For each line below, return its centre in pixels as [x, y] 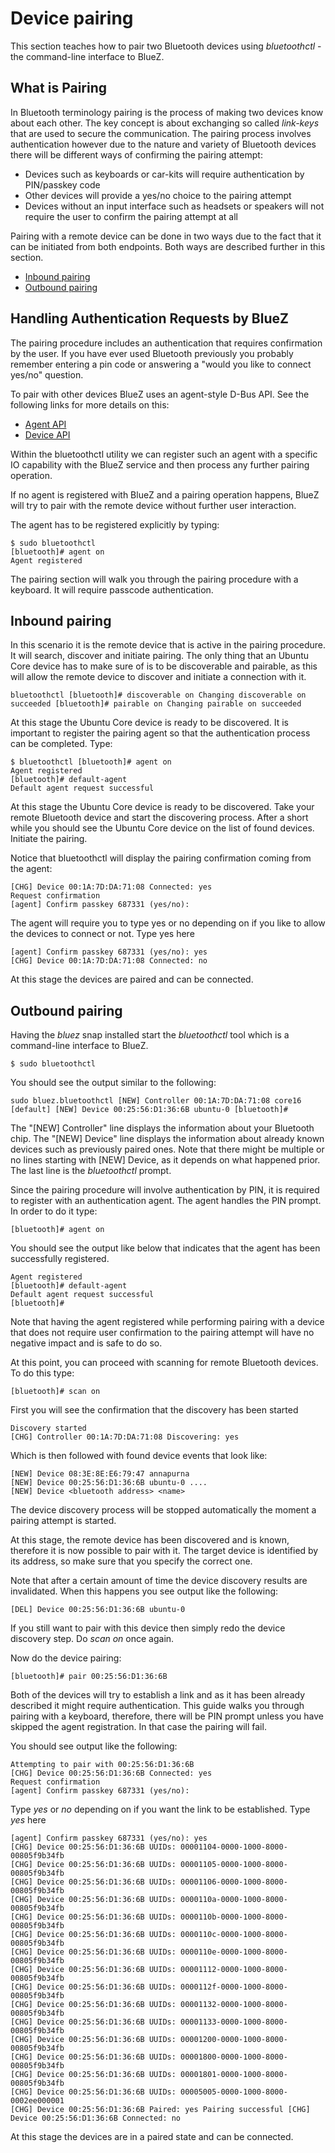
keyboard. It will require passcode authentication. [112, 589]
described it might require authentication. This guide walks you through [157, 1706]
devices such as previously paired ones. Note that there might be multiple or [167, 1149]
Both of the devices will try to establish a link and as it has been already [158, 1695]
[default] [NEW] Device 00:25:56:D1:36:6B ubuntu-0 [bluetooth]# [149, 1110]
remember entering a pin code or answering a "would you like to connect [161, 364]
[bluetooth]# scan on [55, 1392]
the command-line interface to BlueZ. [87, 56]
